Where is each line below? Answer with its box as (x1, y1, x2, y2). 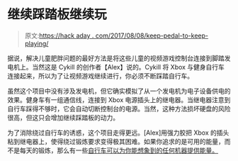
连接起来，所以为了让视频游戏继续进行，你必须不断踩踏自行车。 (7, 72, 193, 80)
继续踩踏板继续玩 (7, 6, 108, 23)
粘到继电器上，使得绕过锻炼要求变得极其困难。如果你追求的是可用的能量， (7, 137, 225, 145)
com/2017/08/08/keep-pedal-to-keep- (95, 31, 209, 40)
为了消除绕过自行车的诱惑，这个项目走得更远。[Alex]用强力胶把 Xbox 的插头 (7, 128, 229, 137)
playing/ (24, 39, 49, 48)
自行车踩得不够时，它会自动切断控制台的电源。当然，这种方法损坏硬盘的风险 (7, 104, 231, 113)
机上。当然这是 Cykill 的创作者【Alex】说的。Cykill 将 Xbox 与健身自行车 (13, 62, 225, 71)
